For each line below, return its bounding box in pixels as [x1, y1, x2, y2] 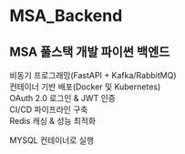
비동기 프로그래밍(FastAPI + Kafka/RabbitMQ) [9, 70, 177, 80]
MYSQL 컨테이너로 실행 [9, 135, 94, 146]
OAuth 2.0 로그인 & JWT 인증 [9, 93, 116, 103]
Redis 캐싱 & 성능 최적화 [9, 116, 97, 126]
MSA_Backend [9, 5, 123, 26]
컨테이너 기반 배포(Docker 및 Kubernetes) [9, 81, 161, 92]
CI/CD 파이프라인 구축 [9, 104, 88, 115]
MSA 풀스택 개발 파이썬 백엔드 [9, 44, 170, 59]
